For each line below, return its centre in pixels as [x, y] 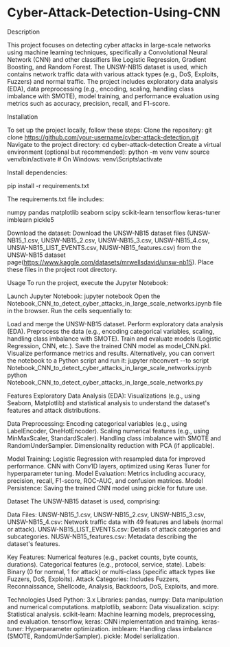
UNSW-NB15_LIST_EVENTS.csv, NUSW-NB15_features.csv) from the [104, 247]
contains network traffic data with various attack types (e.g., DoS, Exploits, [113, 74]
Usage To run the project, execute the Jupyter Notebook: [88, 282]
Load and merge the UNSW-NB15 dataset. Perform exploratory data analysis [115, 323]
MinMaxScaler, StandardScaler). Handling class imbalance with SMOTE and [114, 438]
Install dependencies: [37, 172]
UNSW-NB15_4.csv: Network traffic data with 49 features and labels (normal [115, 522]
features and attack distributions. [54, 410]
